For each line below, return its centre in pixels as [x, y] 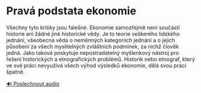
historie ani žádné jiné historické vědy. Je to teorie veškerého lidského [93, 33]
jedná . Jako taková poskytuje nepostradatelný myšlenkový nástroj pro [92, 52]
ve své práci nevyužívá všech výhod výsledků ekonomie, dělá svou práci [96, 65]
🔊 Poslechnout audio [33, 83]
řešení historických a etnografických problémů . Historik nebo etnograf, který [101, 59]
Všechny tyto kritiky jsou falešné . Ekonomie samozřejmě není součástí [93, 27]
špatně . [16, 72]
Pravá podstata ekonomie [71, 11]
